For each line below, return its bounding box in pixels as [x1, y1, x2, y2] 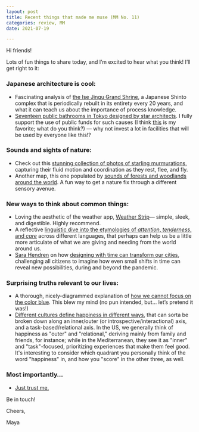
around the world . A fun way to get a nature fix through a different [14, 178, 177, 185]
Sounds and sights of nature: [6, 146, 92, 154]
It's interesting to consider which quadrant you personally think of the [14, 349, 186, 356]
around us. [14, 245, 42, 252]
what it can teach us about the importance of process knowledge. [14, 105, 177, 113]
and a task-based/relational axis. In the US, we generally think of [14, 324, 174, 331]
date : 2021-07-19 [6, 25, 49, 32]
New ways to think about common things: [6, 200, 129, 208]
